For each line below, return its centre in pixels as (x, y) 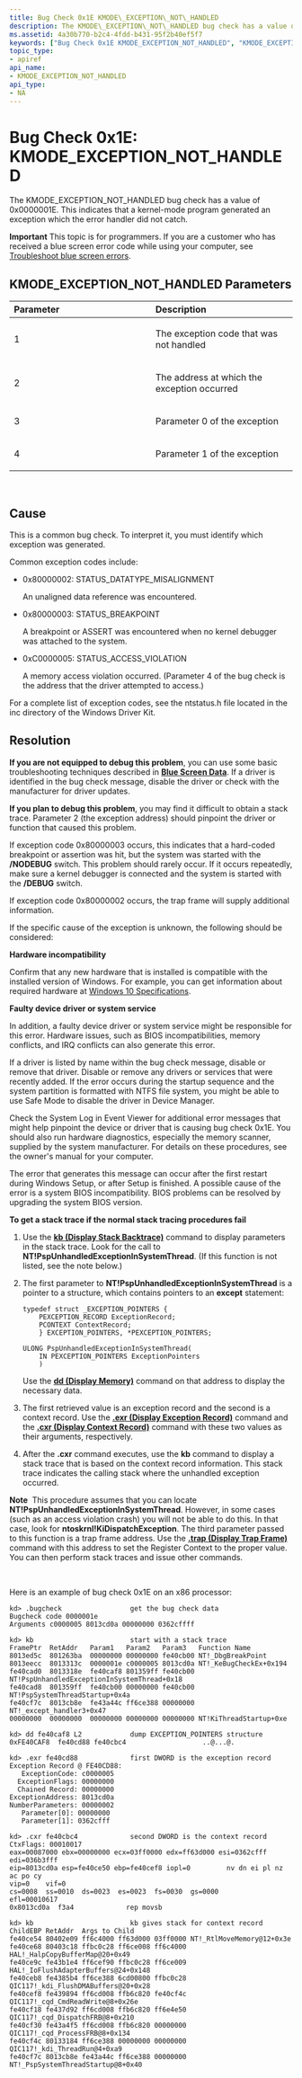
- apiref (26, 59)
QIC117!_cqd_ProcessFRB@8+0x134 (70, 2033)
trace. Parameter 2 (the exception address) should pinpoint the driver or (142, 818)
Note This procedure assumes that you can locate (103, 1500)
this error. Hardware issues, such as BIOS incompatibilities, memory (135, 1035)
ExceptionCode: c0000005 (68, 1773)
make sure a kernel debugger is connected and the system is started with (146, 874)
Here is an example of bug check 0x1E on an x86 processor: (120, 1592)
